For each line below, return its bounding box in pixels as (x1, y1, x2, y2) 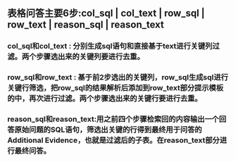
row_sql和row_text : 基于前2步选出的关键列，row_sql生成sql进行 (7, 73, 229, 82)
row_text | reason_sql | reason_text (7, 19, 164, 31)
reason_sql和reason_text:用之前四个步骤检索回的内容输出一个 (7, 114, 220, 124)
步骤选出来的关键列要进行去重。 (36, 52, 144, 62)
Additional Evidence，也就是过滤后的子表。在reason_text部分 (7, 135, 220, 145)
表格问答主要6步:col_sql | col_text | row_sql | (7, 7, 206, 20)
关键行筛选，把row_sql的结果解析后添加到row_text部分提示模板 (7, 83, 224, 93)
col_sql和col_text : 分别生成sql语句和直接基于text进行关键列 (7, 42, 213, 51)
